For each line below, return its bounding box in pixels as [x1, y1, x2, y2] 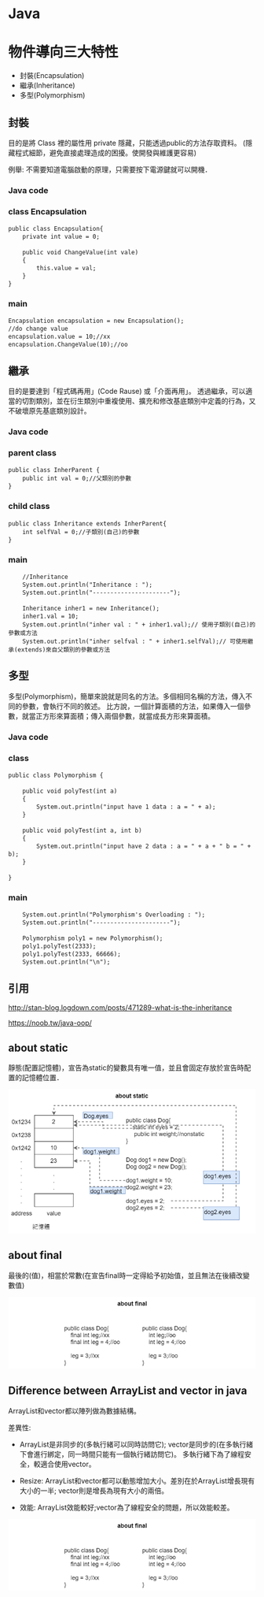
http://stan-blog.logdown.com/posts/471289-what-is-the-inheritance [8, 1003, 233, 1012]
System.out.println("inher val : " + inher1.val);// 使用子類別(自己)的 [22, 621, 256, 629]
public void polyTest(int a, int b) [22, 826, 143, 835]
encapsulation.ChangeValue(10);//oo [8, 340, 128, 349]
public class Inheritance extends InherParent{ [8, 519, 167, 528]
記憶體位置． [21, 1073, 64, 1083]
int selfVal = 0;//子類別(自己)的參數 [22, 528, 140, 536]
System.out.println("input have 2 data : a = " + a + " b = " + [36, 842, 251, 851]
